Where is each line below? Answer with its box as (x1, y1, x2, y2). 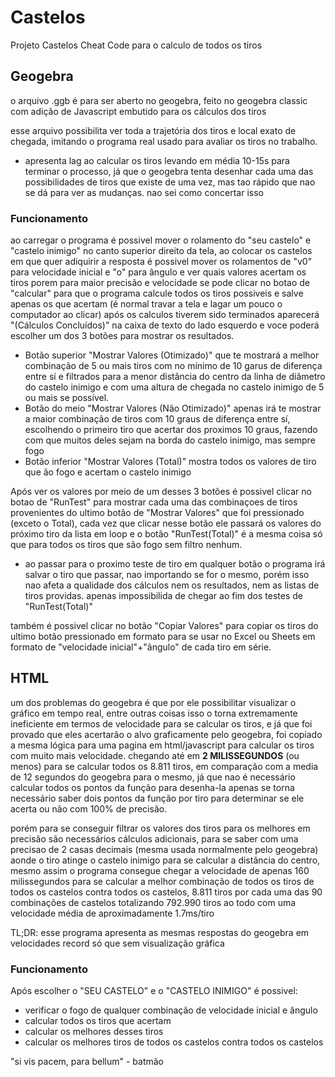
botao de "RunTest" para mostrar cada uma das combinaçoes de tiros (10, 496, 298, 508)
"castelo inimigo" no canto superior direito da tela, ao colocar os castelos (10, 245, 313, 257)
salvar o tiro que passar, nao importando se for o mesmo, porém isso (24, 569, 310, 581)
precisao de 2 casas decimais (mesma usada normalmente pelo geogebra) (10, 843, 319, 855)
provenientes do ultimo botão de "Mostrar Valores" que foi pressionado (10, 507, 305, 519)
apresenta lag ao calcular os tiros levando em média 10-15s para (24, 154, 290, 166)
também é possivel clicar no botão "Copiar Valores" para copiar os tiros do (10, 620, 319, 632)
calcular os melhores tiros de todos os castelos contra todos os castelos (24, 1036, 324, 1048)
